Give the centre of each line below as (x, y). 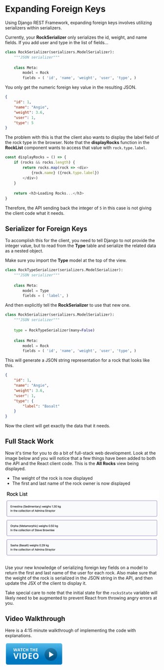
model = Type (36, 291)
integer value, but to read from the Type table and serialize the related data (81, 246)
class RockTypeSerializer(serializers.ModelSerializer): (64, 270)
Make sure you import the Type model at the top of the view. (66, 260)
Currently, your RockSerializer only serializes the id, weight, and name (76, 37)
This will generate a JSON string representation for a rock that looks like (77, 360)
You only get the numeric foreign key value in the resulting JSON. (71, 87)
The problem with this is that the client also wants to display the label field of (82, 137)
